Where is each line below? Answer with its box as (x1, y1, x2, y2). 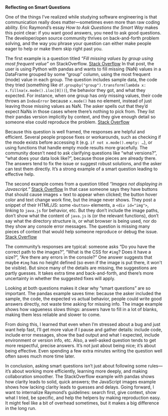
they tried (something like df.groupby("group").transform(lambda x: (5, 82, 146, 88)
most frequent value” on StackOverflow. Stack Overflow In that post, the (5, 61, 154, 66)
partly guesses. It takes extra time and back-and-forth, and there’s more (5, 270, 154, 276)
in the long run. (5, 406, 36, 411)
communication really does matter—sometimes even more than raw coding (5, 19, 160, 25)
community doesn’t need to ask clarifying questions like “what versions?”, (5, 150, 157, 156)
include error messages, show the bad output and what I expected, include (5, 332, 160, 338)
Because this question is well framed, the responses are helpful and (5, 129, 145, 134)
